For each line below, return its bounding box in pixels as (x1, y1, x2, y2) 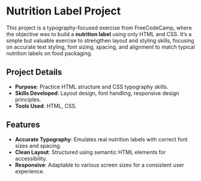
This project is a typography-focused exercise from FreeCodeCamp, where (6, 24, 192, 31)
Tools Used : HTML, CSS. (14, 102, 77, 109)
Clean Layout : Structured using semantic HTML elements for (14, 149, 166, 156)
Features (6, 120, 40, 130)
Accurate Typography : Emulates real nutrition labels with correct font (14, 135, 188, 143)
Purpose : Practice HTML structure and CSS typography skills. (14, 83, 169, 90)
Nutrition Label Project (6, 4, 121, 18)
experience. (14, 167, 45, 175)
